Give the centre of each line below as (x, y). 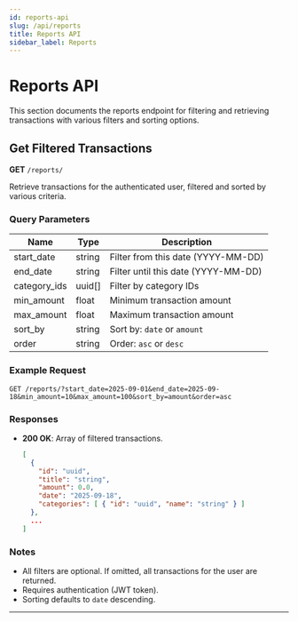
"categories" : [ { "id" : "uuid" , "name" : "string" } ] (142, 504)
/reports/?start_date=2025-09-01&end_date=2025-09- (122, 389)
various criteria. (38, 196)
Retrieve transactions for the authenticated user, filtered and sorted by (137, 187)
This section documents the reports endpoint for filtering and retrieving (139, 111)
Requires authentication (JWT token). (90, 590)
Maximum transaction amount (172, 315)
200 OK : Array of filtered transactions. (92, 438)
